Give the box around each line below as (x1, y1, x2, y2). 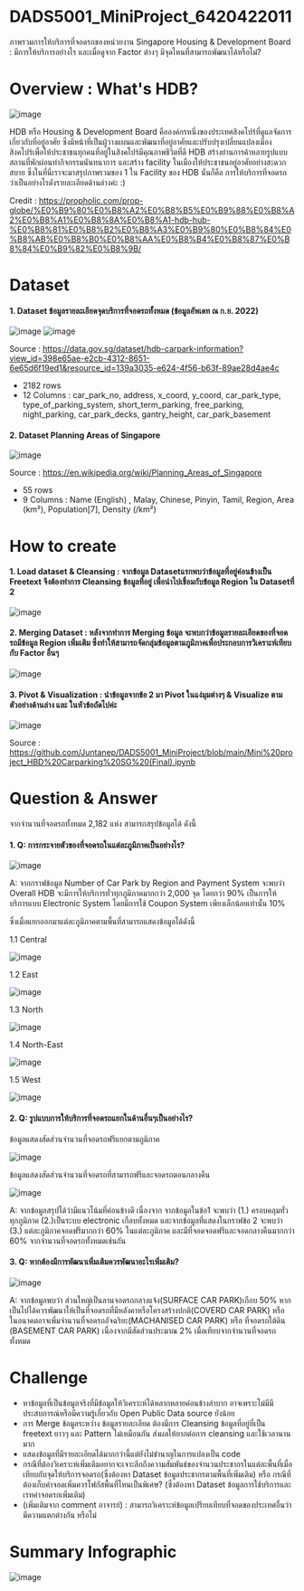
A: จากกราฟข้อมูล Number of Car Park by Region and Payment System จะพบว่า (9, 877, 285, 888)
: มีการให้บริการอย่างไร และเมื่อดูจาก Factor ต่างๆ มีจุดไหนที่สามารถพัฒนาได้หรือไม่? (9, 46, 261, 57)
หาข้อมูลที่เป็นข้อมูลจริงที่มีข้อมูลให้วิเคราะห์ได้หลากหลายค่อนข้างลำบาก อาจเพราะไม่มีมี (22, 1397, 274, 1408)
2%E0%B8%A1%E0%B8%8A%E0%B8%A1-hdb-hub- (9, 214, 211, 225)
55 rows (22, 485, 53, 496)
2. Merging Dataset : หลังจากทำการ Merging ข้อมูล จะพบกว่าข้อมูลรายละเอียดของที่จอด (9, 627, 288, 639)
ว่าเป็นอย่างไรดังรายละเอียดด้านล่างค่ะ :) (9, 176, 126, 187)
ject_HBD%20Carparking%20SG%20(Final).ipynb (9, 757, 196, 768)
